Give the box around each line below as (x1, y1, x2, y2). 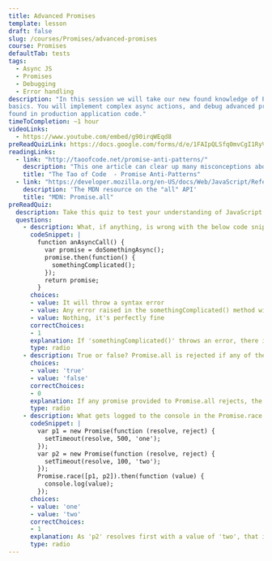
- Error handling (15, 87, 74, 96)
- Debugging (15, 80, 57, 88)
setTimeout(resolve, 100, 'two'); (44, 457, 161, 465)
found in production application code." (8, 110, 147, 119)
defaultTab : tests (8, 50, 70, 58)
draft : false (8, 27, 53, 35)
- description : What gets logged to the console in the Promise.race (23, 412, 263, 421)
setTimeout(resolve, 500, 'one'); (44, 434, 161, 442)
